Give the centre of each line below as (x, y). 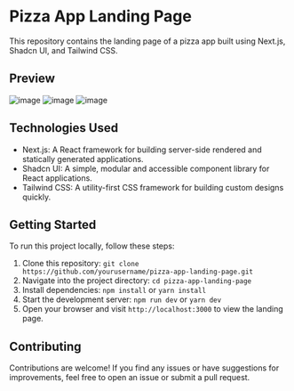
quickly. (36, 197)
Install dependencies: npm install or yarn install (114, 290)
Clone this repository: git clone (80, 264)
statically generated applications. (83, 159)
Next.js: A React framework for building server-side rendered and (142, 150)
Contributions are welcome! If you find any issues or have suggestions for (144, 368)
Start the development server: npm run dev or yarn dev (122, 299)
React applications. (57, 178)
